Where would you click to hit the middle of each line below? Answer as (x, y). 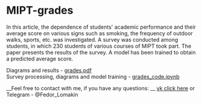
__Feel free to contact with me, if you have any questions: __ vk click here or (100, 88)
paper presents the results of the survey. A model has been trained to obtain (101, 52)
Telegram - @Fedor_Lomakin (42, 94)
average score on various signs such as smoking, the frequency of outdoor (99, 33)
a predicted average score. (40, 59)
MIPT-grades (40, 10)
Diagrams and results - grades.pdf (49, 70)
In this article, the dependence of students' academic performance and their (101, 27)
